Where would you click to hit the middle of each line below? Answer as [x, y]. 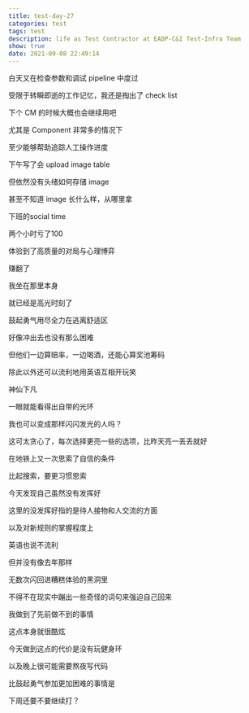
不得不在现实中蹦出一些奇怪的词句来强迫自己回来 [90, 597]
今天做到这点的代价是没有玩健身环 [65, 649]
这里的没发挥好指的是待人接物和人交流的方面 [83, 510]
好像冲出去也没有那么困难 [51, 337]
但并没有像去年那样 [41, 562]
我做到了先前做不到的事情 [51, 614]
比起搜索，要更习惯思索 [47, 476]
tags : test [27, 31]
